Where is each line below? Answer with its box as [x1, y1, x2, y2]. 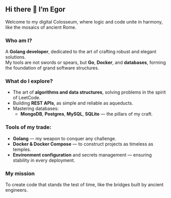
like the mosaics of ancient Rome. [5, 24, 77, 30]
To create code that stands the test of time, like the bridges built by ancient [5, 182, 164, 187]
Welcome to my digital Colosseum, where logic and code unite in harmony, [5, 18, 163, 25]
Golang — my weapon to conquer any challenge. [12, 135, 117, 141]
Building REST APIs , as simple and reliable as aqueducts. [12, 100, 134, 106]
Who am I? [5, 37, 32, 44]
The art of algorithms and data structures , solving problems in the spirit [12, 89, 166, 95]
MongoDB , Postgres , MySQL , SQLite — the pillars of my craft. [20, 111, 153, 117]
